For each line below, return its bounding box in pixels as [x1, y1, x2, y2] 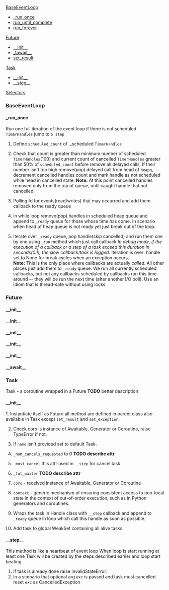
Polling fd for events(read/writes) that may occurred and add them [13, 198, 151, 204]
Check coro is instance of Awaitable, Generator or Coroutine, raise [13, 426, 151, 432]
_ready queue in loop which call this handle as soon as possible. [13, 515, 146, 522]
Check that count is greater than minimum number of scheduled [13, 151, 146, 157]
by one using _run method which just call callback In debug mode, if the [13, 239, 162, 245]
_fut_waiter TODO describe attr [13, 470, 81, 476]
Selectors [6, 90, 26, 95]
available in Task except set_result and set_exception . [6, 416, 120, 422]
